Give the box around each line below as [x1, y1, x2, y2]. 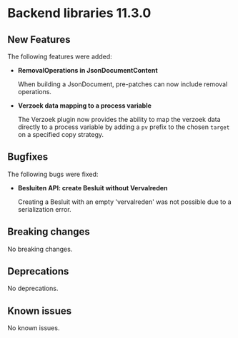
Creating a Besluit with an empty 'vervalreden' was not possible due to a [17, 198, 232, 206]
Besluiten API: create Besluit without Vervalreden [17, 183, 168, 192]
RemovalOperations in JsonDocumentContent [17, 66, 159, 74]
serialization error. [17, 205, 71, 213]
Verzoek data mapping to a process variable [17, 101, 152, 110]
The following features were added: [7, 52, 112, 61]
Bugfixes [7, 151, 49, 163]
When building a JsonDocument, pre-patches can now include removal [17, 80, 228, 88]
